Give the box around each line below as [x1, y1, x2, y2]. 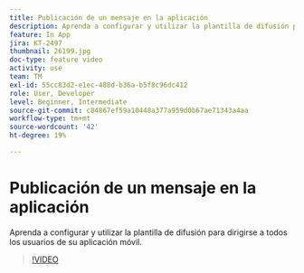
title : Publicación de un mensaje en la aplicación [9, 13, 208, 23]
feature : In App [9, 30, 71, 39]
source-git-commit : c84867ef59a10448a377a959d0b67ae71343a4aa [9, 106, 249, 115]
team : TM [9, 72, 43, 81]
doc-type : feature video [9, 55, 103, 64]
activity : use [9, 64, 63, 73]
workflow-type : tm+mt [9, 114, 91, 123]
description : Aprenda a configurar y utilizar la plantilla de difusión [9, 22, 290, 31]
